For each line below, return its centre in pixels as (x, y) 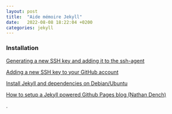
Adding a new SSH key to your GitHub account (62, 72)
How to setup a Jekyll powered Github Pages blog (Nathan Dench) (86, 94)
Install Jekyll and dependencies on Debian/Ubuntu (67, 83)
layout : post (22, 11)
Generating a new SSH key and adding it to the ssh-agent (75, 60)
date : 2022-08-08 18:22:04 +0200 (49, 22)
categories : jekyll (30, 28)
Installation (23, 48)
